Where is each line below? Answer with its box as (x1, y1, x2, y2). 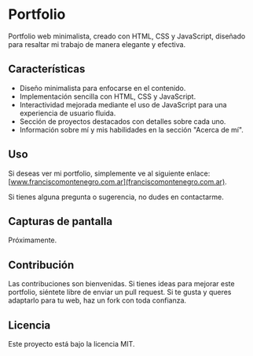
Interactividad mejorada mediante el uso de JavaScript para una (19, 100, 227, 109)
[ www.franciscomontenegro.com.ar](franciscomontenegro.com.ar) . (8, 176, 228, 186)
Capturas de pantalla (8, 214, 112, 228)
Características (8, 63, 86, 76)
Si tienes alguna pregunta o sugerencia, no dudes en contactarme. (8, 192, 224, 202)
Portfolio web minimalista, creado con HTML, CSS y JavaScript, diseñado (8, 31, 246, 41)
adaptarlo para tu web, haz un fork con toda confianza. (8, 296, 187, 305)
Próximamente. (8, 235, 57, 245)
